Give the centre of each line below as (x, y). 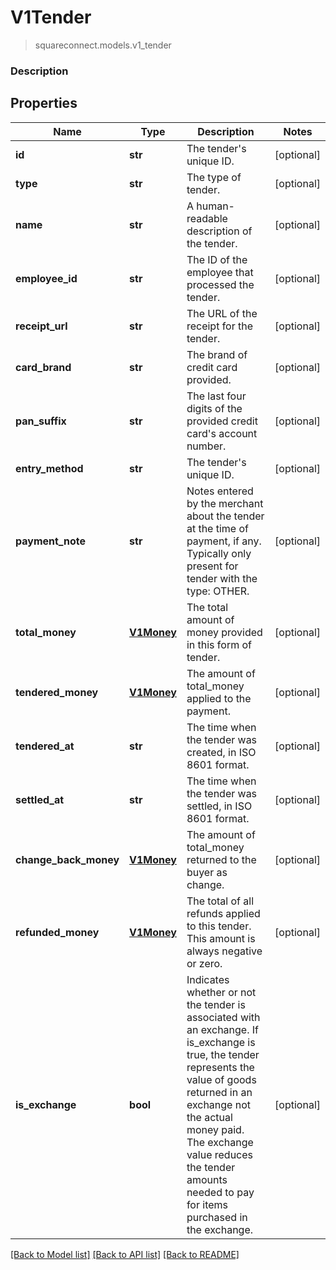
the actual (209, 1117)
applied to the (219, 698)
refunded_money (57, 932)
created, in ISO (221, 752)
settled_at (40, 799)
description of (219, 231)
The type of (214, 177)
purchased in (217, 1217)
